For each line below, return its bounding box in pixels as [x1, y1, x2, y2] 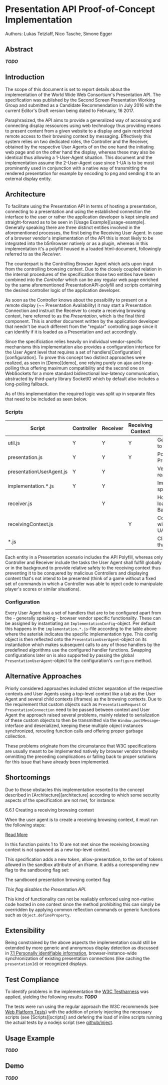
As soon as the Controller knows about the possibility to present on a [5, 297, 147, 303]
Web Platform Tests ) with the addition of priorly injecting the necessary [5, 1009, 152, 1015]
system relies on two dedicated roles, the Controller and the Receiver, [5, 138, 149, 144]
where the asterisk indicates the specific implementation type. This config [5, 631, 158, 637]
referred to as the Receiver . [5, 251, 61, 257]
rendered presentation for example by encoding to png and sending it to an [5, 170, 160, 176]
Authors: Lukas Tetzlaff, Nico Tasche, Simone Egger [5, 30, 112, 36]
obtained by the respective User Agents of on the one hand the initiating [5, 143, 154, 149]
